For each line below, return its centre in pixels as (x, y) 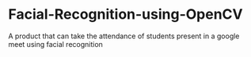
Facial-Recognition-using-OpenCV (125, 14)
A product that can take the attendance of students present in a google (124, 36)
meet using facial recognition (55, 44)
